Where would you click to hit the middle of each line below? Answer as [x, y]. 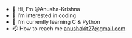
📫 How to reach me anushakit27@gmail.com [69, 28]
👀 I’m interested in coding [44, 15]
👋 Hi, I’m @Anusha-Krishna [46, 9]
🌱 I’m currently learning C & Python [56, 22]
